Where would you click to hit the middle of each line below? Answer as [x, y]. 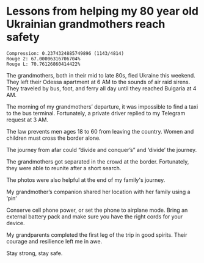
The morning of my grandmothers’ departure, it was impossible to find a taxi [102, 106]
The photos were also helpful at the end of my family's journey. [86, 180]
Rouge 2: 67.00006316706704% [43, 59]
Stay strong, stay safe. [35, 253]
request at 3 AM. [27, 120]
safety [23, 37]
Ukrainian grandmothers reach [86, 24]
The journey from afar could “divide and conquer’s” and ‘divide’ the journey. [102, 150]
